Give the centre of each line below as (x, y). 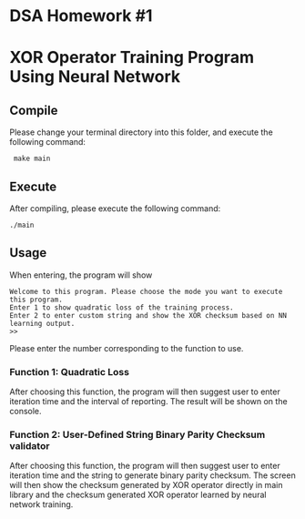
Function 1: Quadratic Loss (70, 371)
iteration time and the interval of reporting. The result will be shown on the (149, 402)
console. (26, 412)
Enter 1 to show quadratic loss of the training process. (122, 307)
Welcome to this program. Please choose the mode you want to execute (146, 291)
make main (32, 159)
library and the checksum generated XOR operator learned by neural (138, 495)
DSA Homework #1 (81, 16)
